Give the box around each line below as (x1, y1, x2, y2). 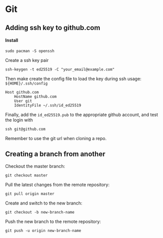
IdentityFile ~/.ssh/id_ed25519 (14, 102, 81, 108)
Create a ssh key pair (5, 57, 49, 63)
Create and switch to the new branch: (5, 200, 83, 206)
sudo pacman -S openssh (5, 48, 55, 53)
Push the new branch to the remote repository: (5, 218, 101, 224)
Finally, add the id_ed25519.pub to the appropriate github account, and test (5, 111, 159, 117)
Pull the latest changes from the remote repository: (5, 181, 110, 187)
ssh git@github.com (5, 126, 46, 131)
